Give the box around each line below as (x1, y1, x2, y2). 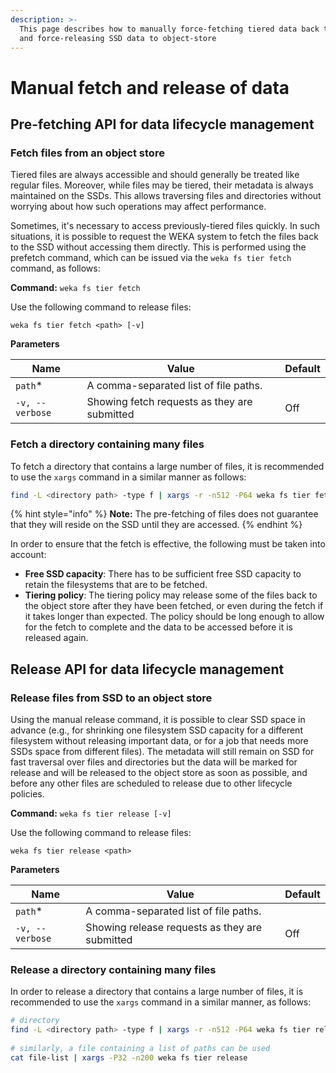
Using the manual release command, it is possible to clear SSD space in (10, 714, 306, 726)
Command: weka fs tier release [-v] (10, 807, 172, 820)
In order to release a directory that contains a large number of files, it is (10, 986, 304, 998)
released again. (24, 632, 89, 644)
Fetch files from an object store (10, 146, 165, 160)
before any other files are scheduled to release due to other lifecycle (10, 777, 293, 790)
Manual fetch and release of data (10, 76, 290, 99)
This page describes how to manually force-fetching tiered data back (19, 24, 320, 34)
